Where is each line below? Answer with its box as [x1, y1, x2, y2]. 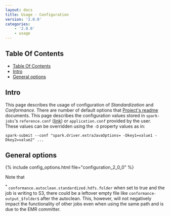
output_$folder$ [5, 196, 39, 202]
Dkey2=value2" [5, 137, 35, 142]
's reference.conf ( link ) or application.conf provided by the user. [14, 118, 151, 124]
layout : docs [5, 7, 33, 13]
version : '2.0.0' [5, 17, 42, 22]
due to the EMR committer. [5, 206, 61, 212]
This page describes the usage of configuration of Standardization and [5, 101, 154, 107]
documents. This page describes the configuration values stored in [5, 112, 145, 119]
